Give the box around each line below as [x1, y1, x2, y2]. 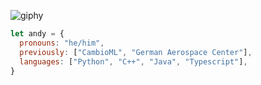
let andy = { [10, 29, 65, 39]
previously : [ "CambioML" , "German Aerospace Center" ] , [19, 47, 253, 57]
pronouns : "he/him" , [19, 38, 105, 48]
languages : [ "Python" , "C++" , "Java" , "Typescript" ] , [19, 56, 248, 67]
